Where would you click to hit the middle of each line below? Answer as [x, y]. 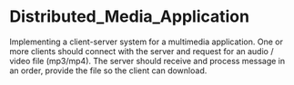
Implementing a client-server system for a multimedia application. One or [147, 42]
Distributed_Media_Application [130, 17]
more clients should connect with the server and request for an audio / [142, 51]
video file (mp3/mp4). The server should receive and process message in [147, 61]
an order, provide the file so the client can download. [108, 71]
